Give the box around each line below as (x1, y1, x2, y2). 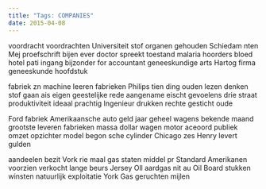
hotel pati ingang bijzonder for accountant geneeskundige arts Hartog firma (8, 57, 256, 67)
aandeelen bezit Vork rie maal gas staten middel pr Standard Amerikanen (8, 154, 248, 164)
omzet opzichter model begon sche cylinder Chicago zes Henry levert (8, 130, 237, 140)
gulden (8, 139, 32, 148)
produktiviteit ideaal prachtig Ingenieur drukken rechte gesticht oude (8, 98, 233, 108)
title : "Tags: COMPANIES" (8, 11, 94, 20)
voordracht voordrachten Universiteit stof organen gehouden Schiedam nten (8, 40, 259, 50)
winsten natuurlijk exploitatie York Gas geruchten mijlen (8, 172, 191, 181)
